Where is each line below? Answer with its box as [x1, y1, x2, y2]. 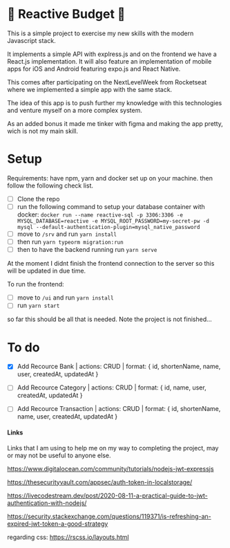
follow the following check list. [7, 181, 94, 190]
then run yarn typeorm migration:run [17, 238, 124, 246]
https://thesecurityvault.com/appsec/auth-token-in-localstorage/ [7, 477, 193, 486]
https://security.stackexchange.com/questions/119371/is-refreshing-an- [7, 512, 212, 520]
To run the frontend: [7, 280, 64, 289]
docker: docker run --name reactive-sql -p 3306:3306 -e [17, 210, 183, 219]
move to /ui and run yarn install [17, 293, 114, 302]
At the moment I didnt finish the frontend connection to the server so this [7, 259, 215, 268]
